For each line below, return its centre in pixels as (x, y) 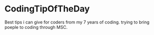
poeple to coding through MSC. (36, 27)
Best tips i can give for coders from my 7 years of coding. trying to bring (77, 22)
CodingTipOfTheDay (47, 9)
